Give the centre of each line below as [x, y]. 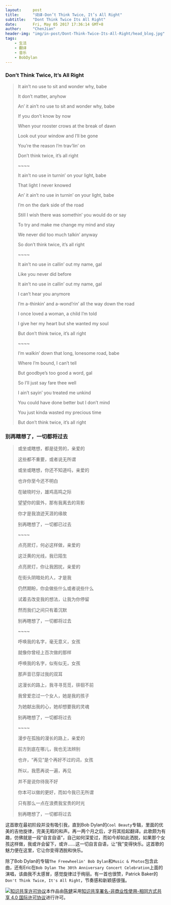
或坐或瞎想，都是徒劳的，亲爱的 [51, 448]
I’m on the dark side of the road [51, 205]
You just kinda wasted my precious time [60, 412]
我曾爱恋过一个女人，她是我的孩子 [53, 695]
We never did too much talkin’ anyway [58, 235]
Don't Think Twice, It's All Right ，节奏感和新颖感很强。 [67, 880]
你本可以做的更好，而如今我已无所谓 [56, 792]
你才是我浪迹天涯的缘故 [42, 513]
